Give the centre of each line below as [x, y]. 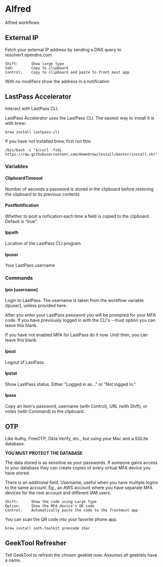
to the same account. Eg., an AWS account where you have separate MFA [79, 487]
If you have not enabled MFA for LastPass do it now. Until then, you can [77, 335]
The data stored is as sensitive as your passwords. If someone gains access [81, 463]
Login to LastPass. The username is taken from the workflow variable [74, 301]
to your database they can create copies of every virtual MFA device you [78, 467]
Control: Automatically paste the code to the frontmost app [72, 510]
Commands [19, 278]
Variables [17, 166]
